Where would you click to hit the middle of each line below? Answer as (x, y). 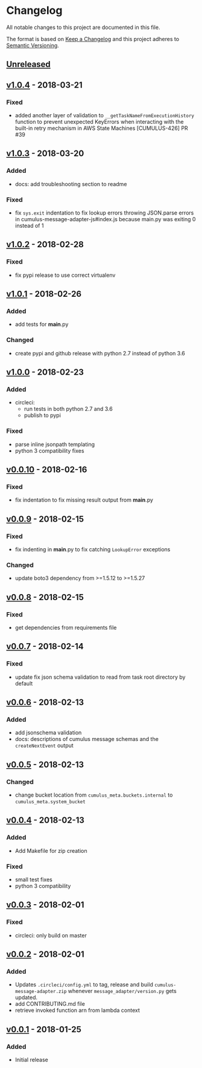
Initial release (31, 1060)
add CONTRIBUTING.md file (50, 1004)
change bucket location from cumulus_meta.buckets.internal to (94, 795)
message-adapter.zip (41, 992)
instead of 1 (29, 225)
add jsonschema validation (48, 733)
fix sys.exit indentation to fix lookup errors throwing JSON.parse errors (104, 213)
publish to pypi (43, 415)
